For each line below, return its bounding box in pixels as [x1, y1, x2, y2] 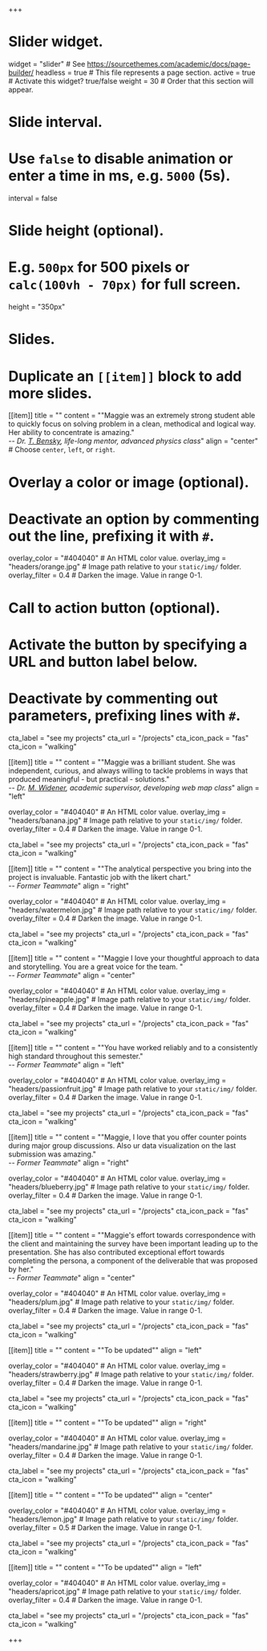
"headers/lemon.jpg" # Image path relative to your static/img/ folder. [8, 1513, 239, 1524]
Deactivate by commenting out [8, 689, 218, 708]
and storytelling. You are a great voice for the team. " [8, 962, 184, 971]
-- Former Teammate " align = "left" [8, 1059, 125, 1070]
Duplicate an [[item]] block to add [8, 367, 242, 385]
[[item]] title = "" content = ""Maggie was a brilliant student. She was [8, 757, 236, 766]
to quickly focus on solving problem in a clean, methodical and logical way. [8, 419, 257, 429]
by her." [8, 1264, 34, 1274]
